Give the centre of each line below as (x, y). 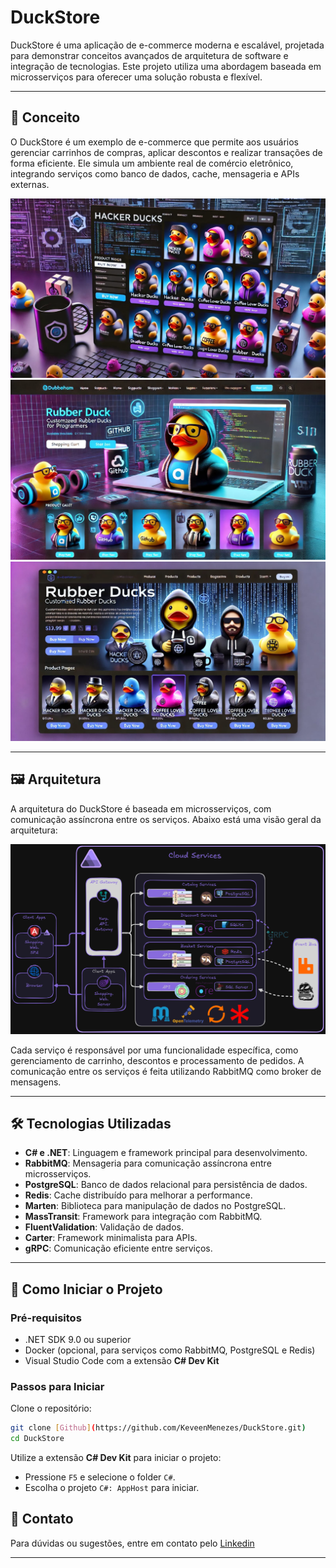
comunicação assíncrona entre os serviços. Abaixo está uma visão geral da (166, 819)
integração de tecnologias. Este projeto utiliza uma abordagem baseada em (166, 66)
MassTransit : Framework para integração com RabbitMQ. (143, 1217)
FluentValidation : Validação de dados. (104, 1227)
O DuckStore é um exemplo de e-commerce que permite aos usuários (154, 142)
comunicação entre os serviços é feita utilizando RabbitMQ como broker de (166, 1071)
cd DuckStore (37, 1439)
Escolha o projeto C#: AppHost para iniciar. (112, 1488)
